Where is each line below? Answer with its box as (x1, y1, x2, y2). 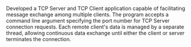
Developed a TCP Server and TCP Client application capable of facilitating (6, 5, 186, 12)
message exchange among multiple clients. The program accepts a (6, 11, 169, 18)
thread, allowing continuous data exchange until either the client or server (6, 30, 185, 37)
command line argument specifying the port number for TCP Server (6, 17, 170, 24)
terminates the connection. (6, 36, 72, 42)
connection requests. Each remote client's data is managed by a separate (6, 23, 185, 30)
